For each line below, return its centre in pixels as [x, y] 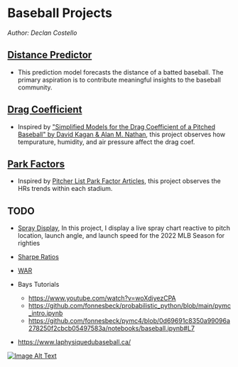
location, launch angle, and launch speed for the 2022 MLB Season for [121, 236]
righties [29, 243]
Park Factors [36, 164]
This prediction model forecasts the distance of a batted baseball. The [120, 72]
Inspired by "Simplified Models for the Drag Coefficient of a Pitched [116, 126]
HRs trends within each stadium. [65, 189]
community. [35, 87]
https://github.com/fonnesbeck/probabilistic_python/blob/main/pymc [129, 306]
